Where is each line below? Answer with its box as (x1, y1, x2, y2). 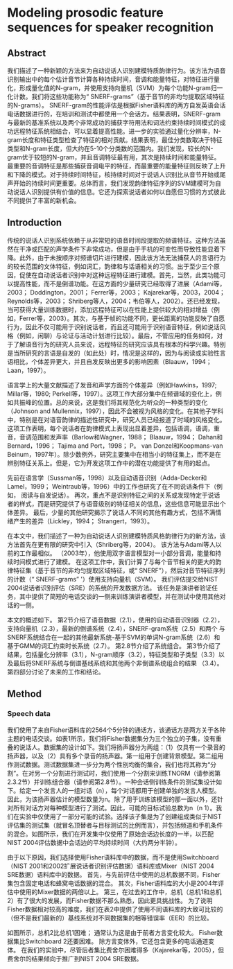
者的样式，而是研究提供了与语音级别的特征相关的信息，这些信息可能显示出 (7, 499, 220, 507)
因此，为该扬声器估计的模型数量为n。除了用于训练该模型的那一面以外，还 (7, 795, 218, 803)
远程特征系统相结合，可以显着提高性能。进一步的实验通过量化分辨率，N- (12, 127, 221, 135)
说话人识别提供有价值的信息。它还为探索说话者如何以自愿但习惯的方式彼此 (12, 188, 226, 195)
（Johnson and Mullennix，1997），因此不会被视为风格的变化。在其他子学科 (7, 407, 224, 415)
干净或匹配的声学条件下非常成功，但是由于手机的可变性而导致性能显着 (19, 245, 220, 253)
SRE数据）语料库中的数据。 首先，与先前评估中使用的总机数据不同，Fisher (7, 870, 221, 878)
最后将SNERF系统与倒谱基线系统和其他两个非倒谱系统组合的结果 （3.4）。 (12, 658, 223, 667)
